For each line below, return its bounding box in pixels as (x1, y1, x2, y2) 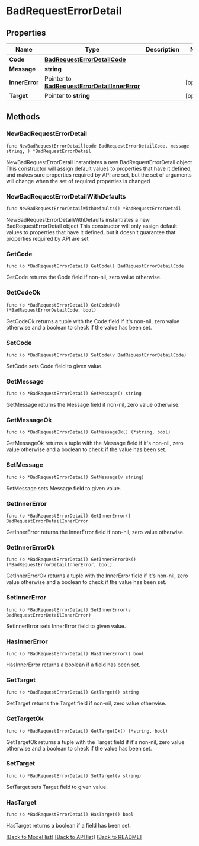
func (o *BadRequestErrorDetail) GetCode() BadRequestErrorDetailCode (6, 263, 184, 269)
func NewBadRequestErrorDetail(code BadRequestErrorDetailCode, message (6, 143, 190, 149)
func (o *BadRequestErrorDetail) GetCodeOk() (6, 302, 120, 308)
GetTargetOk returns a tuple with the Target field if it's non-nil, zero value (6, 738, 185, 745)
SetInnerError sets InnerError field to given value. (6, 622, 126, 630)
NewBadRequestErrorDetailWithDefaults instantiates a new (6, 216, 150, 223)
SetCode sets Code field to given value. (6, 362, 103, 369)
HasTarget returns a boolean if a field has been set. (6, 822, 131, 829)
